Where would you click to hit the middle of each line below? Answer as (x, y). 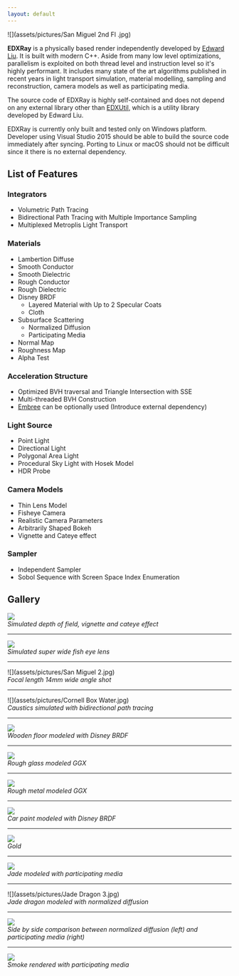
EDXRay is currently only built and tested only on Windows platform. (107, 128)
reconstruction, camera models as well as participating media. (99, 86)
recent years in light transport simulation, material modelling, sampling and (117, 78)
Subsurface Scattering (51, 320)
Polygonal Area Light (48, 456)
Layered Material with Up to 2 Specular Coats (95, 305)
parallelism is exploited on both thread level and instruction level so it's (111, 63)
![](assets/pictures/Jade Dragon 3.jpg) (63, 894)
